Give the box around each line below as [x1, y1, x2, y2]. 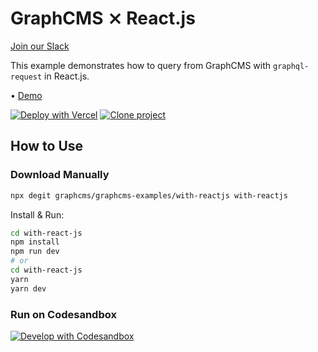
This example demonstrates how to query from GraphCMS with [10, 59, 272, 71]
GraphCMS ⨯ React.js [10, 7, 196, 30]
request [10, 72, 43, 82]
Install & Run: [10, 208, 65, 221]
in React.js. [44, 70, 90, 82]
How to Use [10, 138, 84, 155]
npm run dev [10, 247, 60, 257]
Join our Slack [10, 40, 70, 52]
